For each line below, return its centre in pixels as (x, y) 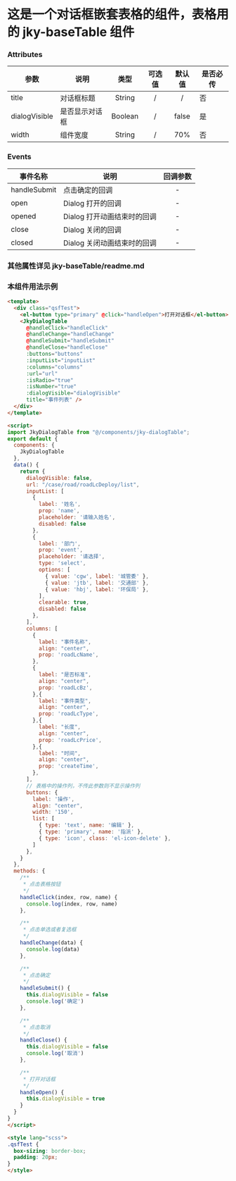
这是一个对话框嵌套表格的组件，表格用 (118, 14)
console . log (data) (53, 949)
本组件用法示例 (33, 286)
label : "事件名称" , (65, 642)
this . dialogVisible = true (65, 1099)
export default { (33, 439)
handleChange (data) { (51, 943)
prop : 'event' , (60, 550)
